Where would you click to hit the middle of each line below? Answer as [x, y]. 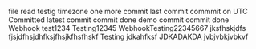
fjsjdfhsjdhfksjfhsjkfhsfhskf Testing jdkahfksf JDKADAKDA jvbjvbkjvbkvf [128, 36]
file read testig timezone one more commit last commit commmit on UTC [128, 11]
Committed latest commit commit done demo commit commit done [119, 20]
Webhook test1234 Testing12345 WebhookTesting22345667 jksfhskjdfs [127, 28]
